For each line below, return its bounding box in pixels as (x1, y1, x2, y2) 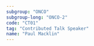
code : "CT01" (6, 20, 39, 26)
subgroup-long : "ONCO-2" (6, 14, 68, 20)
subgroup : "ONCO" (6, 8, 49, 15)
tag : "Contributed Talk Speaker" (6, 25, 89, 32)
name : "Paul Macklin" (6, 31, 60, 37)
